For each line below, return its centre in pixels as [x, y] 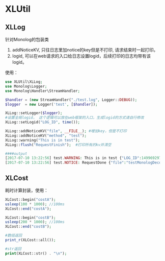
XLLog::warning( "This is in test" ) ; [42, 140]
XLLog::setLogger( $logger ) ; [34, 113]
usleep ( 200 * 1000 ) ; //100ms [35, 222]
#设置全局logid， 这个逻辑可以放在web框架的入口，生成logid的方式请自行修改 [75, 118]
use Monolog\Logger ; [26, 86]
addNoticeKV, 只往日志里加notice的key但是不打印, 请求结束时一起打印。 [85, 50]
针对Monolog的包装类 [27, 39]
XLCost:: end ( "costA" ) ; [28, 209]
